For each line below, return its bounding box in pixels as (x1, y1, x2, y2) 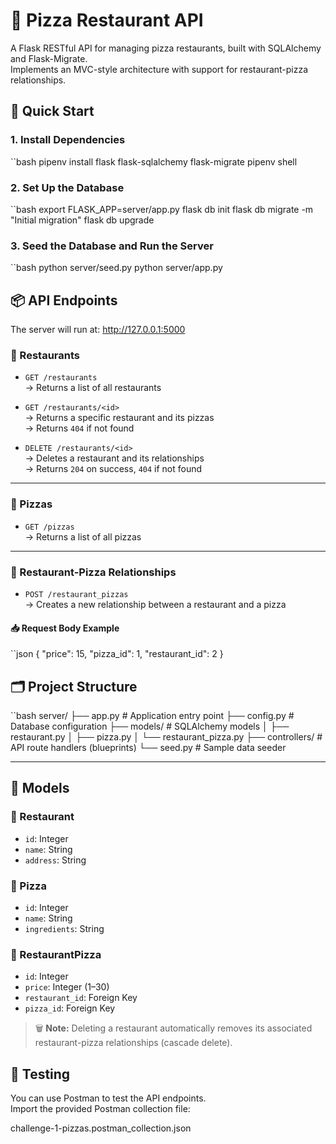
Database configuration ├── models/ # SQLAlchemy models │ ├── (10, 720, 290, 732)
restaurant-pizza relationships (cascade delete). (34, 1037, 233, 1049)
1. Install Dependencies (10, 133, 126, 147)
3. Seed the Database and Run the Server (10, 239, 214, 253)
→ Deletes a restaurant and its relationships (24, 452, 205, 464)
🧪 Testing (10, 1065, 71, 1083)
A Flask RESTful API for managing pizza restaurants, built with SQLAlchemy (10, 42, 322, 54)
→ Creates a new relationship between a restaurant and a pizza (24, 598, 287, 610)
